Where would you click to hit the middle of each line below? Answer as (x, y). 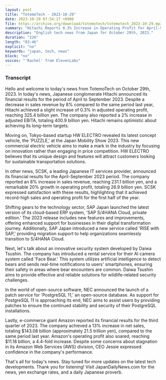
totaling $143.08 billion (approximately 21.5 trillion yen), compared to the (79, 331)
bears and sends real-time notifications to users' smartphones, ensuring (79, 264)
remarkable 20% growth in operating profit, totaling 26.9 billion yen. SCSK (81, 187)
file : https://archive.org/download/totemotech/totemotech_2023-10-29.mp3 (84, 24)
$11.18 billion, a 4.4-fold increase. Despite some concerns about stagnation (81, 341)
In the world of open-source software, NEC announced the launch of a (77, 289)
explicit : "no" (21, 47)
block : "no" (17, 56)
